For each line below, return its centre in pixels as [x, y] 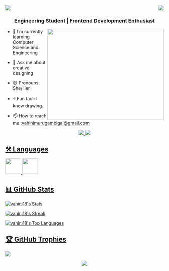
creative [21, 68]
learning [21, 37]
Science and [25, 48]
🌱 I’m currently [28, 32]
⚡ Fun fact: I [25, 99]
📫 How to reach [29, 116]
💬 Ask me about [29, 63]
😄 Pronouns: [26, 83]
